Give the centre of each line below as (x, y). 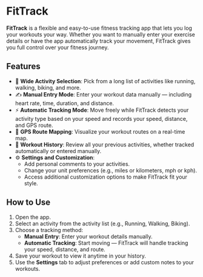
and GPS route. (34, 125)
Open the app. (33, 217)
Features (23, 67)
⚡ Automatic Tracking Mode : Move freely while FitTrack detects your (102, 110)
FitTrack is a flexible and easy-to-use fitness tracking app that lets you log (99, 28)
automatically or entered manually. (58, 151)
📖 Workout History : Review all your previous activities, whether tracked (105, 145)
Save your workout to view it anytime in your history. (81, 256)
